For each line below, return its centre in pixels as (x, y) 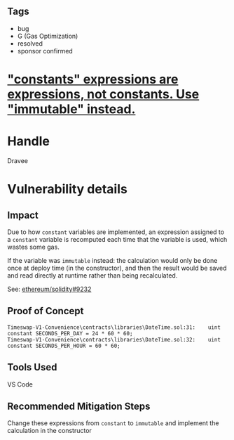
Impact (23, 215)
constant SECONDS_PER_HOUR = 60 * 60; (64, 346)
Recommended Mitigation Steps (79, 406)
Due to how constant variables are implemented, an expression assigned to (116, 232)
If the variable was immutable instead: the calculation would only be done (112, 260)
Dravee (18, 160)
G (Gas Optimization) (48, 36)
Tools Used (32, 367)
